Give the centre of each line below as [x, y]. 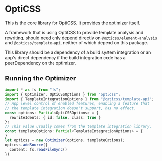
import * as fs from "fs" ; [33, 90]
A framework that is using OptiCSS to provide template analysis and [74, 32]
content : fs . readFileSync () [39, 150]
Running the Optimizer [41, 78]
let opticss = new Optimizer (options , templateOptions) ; [65, 140]
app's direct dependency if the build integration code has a [65, 57]
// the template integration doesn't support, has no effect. [71, 108]
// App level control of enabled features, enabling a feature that [77, 104]
